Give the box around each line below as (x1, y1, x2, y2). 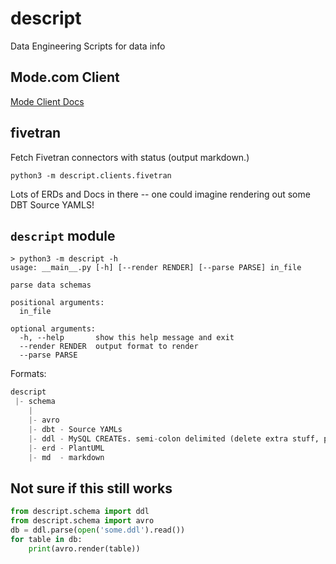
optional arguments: (10, 324, 97, 334)
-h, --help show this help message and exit (19, 333, 235, 343)
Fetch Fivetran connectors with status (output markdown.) (10, 151, 250, 163)
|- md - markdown (28, 452, 105, 462)
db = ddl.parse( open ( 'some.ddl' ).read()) (10, 525, 186, 535)
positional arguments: (10, 298, 105, 308)
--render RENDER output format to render (19, 342, 199, 352)
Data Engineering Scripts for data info (10, 40, 166, 52)
